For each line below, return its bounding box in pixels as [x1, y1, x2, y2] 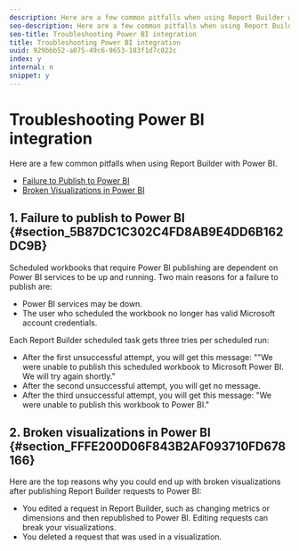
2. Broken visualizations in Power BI [9, 424, 211, 440]
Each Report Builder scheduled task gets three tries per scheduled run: [9, 334, 270, 345]
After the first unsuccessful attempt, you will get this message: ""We [21, 351, 273, 362]
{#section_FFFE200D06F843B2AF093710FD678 [9, 439, 287, 454]
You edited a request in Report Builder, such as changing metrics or [21, 503, 270, 514]
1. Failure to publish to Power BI [9, 210, 185, 226]
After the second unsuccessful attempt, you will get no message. [21, 380, 261, 391]
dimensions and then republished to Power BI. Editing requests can [21, 513, 269, 523]
